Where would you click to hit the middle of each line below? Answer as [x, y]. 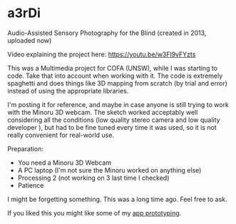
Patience [31, 185]
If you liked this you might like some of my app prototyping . [94, 213]
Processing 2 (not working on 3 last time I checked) [93, 178]
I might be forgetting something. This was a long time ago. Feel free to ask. [117, 199]
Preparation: [26, 148]
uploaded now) [30, 40]
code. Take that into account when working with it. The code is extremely [115, 76]
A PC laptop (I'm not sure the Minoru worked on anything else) [109, 170]
